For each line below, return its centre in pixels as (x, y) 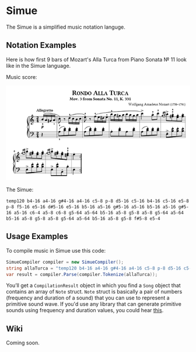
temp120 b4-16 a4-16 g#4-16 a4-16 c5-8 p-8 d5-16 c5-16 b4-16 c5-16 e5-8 (98, 201)
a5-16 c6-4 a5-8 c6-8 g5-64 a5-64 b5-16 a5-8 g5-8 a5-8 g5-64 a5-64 (99, 213)
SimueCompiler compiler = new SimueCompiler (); (65, 262)
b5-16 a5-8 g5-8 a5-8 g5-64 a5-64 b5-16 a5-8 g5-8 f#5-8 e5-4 (83, 218)
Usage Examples (37, 237)
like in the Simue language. (38, 65)
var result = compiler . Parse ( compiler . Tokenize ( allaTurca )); (82, 274)
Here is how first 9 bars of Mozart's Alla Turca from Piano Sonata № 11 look (96, 59)
